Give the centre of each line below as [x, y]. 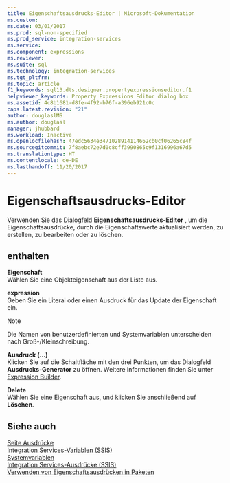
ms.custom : [23, 20]
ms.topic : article [33, 84]
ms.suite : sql [27, 65]
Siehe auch [32, 426]
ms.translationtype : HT [41, 154]
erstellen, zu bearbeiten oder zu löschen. [65, 234]
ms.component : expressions [46, 52]
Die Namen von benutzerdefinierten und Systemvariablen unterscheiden [110, 335]
